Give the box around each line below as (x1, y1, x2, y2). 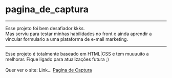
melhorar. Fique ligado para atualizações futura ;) (5, 56, 109, 62)
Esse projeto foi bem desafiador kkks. (5, 25, 85, 31)
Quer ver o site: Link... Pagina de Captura (5, 67, 92, 73)
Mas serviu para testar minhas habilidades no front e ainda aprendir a (5, 31, 152, 37)
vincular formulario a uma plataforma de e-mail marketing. (5, 36, 128, 42)
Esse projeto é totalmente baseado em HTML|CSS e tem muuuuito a (5, 50, 149, 57)
